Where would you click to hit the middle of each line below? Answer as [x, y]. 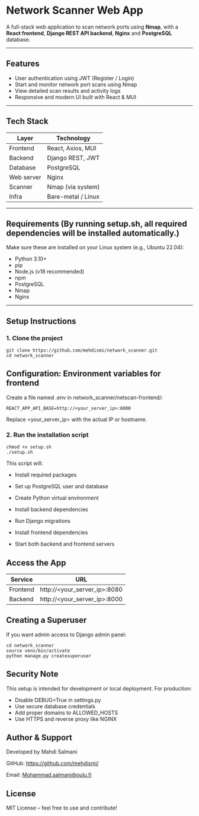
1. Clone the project [35, 338]
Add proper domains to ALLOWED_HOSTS [66, 713]
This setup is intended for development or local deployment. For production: [99, 688]
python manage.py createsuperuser [49, 656]
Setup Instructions [41, 321]
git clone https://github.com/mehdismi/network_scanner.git [82, 351]
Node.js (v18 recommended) [49, 272]
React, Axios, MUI [72, 148]
